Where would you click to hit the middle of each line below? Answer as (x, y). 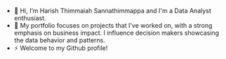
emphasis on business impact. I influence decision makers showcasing (117, 33)
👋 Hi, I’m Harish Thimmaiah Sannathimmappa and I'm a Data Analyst (113, 11)
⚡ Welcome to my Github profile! (61, 48)
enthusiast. (30, 18)
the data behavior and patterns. (59, 40)
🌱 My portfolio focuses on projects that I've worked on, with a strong (113, 25)
